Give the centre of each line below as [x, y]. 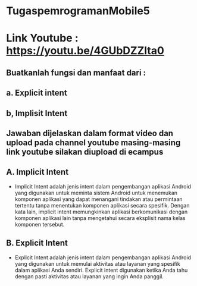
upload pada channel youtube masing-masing [93, 142]
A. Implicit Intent [37, 172]
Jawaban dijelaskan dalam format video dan [90, 133]
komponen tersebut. [40, 224]
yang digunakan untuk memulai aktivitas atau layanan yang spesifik [97, 263]
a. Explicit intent [37, 93]
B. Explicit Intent [37, 243]
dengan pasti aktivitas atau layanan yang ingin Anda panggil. [89, 276]
